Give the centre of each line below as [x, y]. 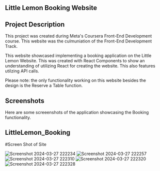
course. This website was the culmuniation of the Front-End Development [79, 41]
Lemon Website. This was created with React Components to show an [75, 61]
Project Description [35, 24]
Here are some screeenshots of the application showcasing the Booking [77, 113]
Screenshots [25, 101]
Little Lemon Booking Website [51, 8]
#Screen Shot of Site [26, 144]
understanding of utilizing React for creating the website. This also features [80, 66]
